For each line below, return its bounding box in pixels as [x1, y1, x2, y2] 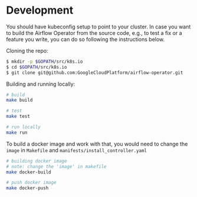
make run [6, 130, 28, 135]
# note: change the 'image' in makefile [6, 163, 107, 169]
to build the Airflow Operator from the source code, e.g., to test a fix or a [6, 29, 182, 36]
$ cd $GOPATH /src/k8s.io [6, 64, 67, 70]
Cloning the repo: [6, 47, 48, 54]
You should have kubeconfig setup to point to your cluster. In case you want [6, 23, 191, 30]
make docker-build [6, 169, 51, 175]
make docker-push [6, 185, 49, 191]
